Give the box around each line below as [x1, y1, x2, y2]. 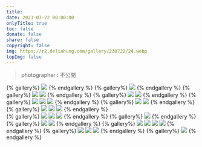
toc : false [6, 25, 34, 32]
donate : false [6, 31, 42, 38]
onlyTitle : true [6, 20, 47, 26]
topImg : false [6, 54, 42, 60]
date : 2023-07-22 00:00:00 [6, 15, 74, 21]
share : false [6, 37, 39, 43]
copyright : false [6, 43, 50, 49]
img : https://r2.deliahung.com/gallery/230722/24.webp [6, 48, 148, 54]
